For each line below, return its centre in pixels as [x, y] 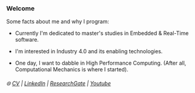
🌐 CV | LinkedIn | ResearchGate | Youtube [59, 83]
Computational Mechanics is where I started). [72, 69]
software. [27, 40]
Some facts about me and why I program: [58, 22]
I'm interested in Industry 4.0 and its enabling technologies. [89, 51]
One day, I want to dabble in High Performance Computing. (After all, [101, 63]
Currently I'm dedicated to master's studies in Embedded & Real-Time [102, 33]
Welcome [21, 8]
